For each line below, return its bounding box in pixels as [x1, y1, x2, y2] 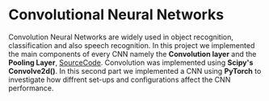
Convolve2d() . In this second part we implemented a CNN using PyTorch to [8, 66, 262, 75]
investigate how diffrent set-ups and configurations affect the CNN [8, 75, 231, 84]
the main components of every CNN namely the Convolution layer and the [8, 49, 257, 59]
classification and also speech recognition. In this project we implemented [8, 40, 255, 50]
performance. [8, 83, 54, 93]
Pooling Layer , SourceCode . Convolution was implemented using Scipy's [8, 58, 254, 67]
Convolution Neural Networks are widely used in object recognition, [8, 32, 234, 42]
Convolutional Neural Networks [8, 6, 225, 24]
